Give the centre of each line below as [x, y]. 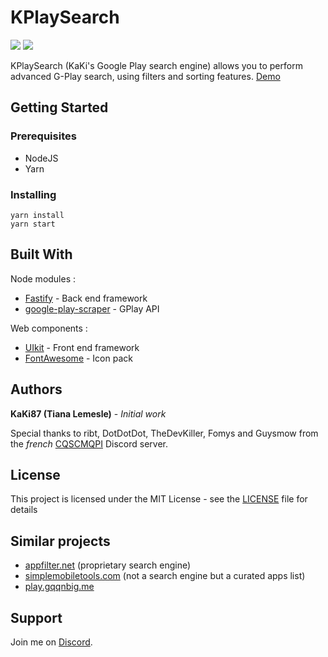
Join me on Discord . [51, 642]
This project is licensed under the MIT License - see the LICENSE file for [159, 499]
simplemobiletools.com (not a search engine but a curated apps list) [165, 576]
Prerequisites [43, 136]
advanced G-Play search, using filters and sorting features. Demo [145, 76]
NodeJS [41, 158]
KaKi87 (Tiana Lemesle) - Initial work [88, 413]
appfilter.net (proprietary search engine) [108, 565]
